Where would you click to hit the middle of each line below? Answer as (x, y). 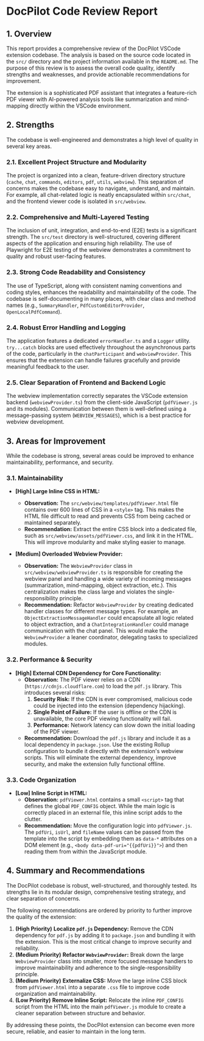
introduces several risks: (55, 693)
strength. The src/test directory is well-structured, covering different (93, 237)
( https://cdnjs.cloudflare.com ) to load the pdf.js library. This (103, 686)
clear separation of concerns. (44, 898)
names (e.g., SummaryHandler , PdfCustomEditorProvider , (76, 305)
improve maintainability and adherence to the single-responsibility (98, 968)
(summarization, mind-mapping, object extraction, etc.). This (100, 586)
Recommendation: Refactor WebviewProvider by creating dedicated (109, 605)
